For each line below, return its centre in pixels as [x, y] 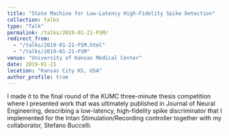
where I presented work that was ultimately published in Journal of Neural [111, 104]
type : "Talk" [26, 26]
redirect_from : [29, 39]
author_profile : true [38, 77]
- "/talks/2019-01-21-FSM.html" [59, 45]
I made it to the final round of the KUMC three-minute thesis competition [109, 96]
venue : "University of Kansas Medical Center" [75, 58]
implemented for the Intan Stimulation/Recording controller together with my [114, 118]
